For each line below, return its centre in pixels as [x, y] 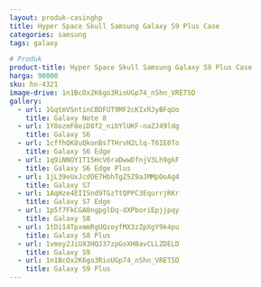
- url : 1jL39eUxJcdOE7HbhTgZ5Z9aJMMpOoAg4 [98, 177]
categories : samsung [48, 34]
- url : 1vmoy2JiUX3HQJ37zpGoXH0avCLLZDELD [98, 244]
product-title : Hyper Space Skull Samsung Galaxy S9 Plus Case [131, 68]
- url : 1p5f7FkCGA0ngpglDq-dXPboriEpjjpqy [98, 210]
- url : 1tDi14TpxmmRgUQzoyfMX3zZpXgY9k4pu [98, 227]
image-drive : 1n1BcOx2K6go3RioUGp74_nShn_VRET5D [103, 93]
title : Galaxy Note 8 [66, 118]
